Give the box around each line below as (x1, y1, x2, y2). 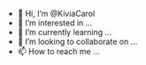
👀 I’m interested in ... (17, 18, 93, 28)
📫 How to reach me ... (17, 47, 100, 56)
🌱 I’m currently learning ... (17, 27, 112, 37)
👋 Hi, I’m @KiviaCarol (17, 9, 96, 18)
